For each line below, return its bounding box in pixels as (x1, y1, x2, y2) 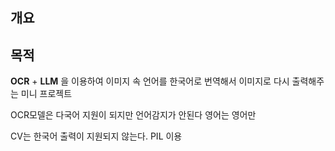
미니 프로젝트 (20, 88, 73, 99)
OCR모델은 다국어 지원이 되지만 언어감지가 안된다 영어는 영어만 (10, 109, 257, 121)
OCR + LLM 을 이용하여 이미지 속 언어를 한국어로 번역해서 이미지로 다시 (10, 75, 290, 87)
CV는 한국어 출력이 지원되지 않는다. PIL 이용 (10, 130, 183, 142)
